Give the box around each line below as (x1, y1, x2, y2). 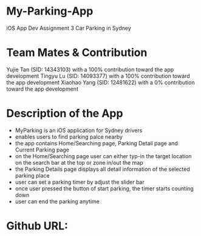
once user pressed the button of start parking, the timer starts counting (15, 184, 194, 192)
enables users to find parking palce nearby (15, 133, 123, 141)
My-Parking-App (6, 4, 94, 18)
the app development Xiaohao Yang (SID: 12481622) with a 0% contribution (6, 78, 196, 86)
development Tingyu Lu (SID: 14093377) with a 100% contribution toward (6, 72, 190, 80)
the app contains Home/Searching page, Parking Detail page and (15, 139, 178, 147)
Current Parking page (15, 146, 70, 153)
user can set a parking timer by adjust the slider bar (15, 178, 145, 186)
